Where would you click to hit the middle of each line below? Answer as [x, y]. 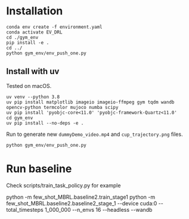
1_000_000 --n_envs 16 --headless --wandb [98, 209]
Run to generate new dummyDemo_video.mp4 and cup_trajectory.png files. [94, 134]
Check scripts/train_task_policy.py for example [63, 185]
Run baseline [39, 168]
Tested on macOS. [29, 86]
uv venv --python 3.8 [33, 97]
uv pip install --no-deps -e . [45, 123]
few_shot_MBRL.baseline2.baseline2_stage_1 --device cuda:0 [82, 203]
